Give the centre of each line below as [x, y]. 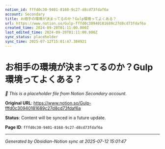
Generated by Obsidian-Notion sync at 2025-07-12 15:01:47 [66, 141]
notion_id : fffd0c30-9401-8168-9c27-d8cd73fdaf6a [57, 10]
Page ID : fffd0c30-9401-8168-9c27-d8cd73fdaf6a [54, 127]
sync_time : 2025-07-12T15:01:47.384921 [46, 42]
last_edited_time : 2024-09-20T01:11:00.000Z [51, 32]
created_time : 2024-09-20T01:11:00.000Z [47, 28]
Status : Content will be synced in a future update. [55, 118]
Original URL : [19, 103]
